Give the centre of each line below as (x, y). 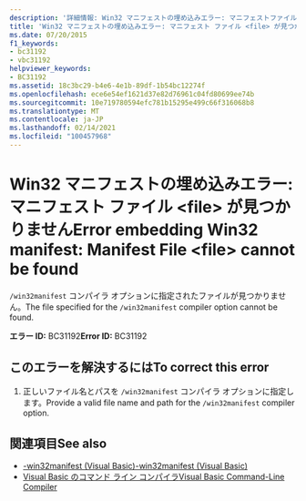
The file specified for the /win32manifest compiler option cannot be (152, 307)
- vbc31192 (30, 60)
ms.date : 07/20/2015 (49, 35)
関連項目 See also (58, 444)
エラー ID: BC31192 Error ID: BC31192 (78, 336)
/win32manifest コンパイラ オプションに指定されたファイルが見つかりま (144, 295)
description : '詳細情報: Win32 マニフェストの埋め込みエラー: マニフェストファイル (153, 18)
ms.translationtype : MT (55, 111)
